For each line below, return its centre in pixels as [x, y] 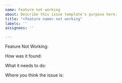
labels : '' [16, 23]
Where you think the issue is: [34, 75]
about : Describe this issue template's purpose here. [61, 14]
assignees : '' [20, 28]
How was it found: [23, 56]
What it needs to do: [26, 66]
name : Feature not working [33, 10]
